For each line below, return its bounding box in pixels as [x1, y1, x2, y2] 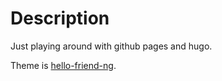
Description [10, 7, 110, 30]
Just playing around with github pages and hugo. [10, 40, 213, 52]
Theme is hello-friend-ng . [10, 59, 117, 71]
